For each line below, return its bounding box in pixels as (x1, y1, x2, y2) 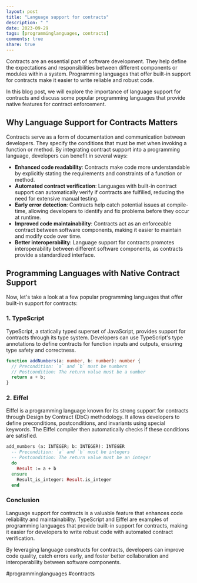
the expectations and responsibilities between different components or (6, 64, 178, 71)
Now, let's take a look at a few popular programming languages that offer (6, 293, 183, 300)
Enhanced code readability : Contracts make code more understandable (14, 163, 190, 171)
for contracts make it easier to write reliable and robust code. (6, 76, 154, 83)
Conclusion (6, 496, 40, 505)
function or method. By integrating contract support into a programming (6, 146, 181, 153)
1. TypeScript (6, 314, 45, 322)
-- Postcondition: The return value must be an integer (11, 455, 151, 461)
